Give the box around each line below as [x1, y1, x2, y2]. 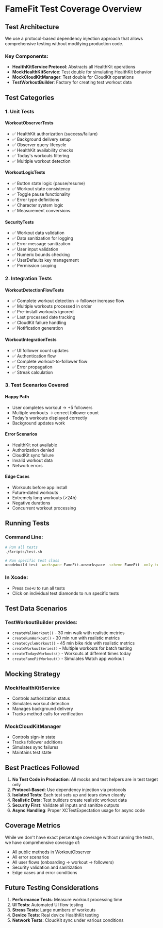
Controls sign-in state [12, 734, 56, 740]
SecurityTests [5, 219, 34, 225]
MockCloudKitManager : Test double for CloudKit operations [12, 74, 134, 80]
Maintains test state [12, 749, 52, 756]
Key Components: [5, 52, 49, 59]
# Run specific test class [5, 558, 60, 563]
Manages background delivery [12, 706, 74, 711]
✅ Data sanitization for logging [12, 236, 74, 241]
